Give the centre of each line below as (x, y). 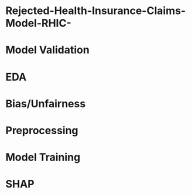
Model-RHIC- (38, 23)
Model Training (43, 157)
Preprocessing (42, 130)
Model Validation (47, 50)
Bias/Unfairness (46, 103)
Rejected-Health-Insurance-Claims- (95, 11)
